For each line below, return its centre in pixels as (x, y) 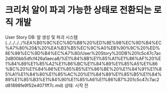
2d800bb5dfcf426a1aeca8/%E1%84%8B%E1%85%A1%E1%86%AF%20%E (83, 58)
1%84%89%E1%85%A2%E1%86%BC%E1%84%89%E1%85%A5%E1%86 (82, 64)
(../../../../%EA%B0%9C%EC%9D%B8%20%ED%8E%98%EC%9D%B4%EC (83, 43)
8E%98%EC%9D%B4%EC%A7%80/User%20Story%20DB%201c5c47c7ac (83, 53)
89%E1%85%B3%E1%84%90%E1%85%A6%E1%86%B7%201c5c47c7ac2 (82, 79)
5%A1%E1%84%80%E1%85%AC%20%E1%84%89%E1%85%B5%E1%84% (83, 74)
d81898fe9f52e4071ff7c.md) (34, 85)
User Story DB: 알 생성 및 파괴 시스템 (42, 37)
